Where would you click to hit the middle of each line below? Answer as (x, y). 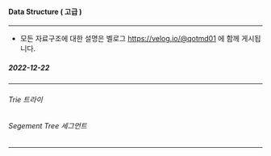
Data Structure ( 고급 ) (45, 11)
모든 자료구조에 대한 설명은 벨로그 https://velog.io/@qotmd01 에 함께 (130, 39)
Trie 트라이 (25, 99)
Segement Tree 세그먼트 (48, 126)
